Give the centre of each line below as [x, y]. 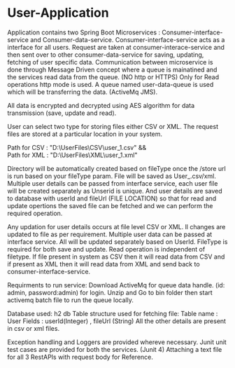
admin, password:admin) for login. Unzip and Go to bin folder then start [110, 292]
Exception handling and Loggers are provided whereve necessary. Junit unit [117, 342]
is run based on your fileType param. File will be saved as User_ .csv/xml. [112, 176]
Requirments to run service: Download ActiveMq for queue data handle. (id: [116, 285]
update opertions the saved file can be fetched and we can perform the [110, 205]
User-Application [58, 13]
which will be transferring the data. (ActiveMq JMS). [83, 92]
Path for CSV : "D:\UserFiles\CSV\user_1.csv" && [77, 147]
